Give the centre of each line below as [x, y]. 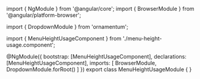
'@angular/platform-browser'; [44, 15]
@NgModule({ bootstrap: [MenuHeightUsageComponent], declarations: [97, 56]
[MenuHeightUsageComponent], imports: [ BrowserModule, [81, 63]
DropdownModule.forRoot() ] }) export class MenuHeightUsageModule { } [99, 69]
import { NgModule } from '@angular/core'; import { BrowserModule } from [100, 9]
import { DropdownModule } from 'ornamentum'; [67, 27]
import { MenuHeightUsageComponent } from [64, 38]
